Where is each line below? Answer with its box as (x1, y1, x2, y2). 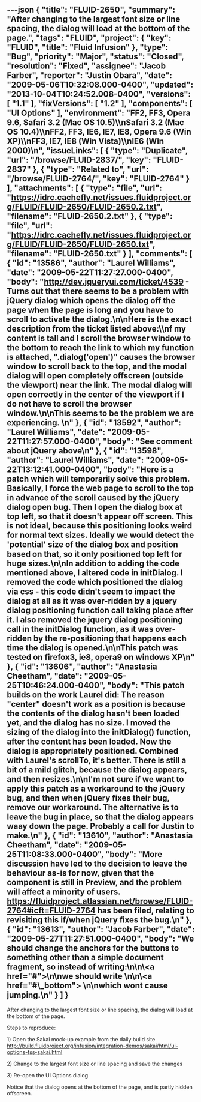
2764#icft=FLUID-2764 (7, 906, 96, 916)
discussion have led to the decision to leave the (7, 859, 187, 869)
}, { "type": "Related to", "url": (32, 165, 149, 175)
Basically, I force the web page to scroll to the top (7, 483, 194, 494)
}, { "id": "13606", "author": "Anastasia (7, 662, 157, 672)
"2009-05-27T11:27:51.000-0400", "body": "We (7, 934, 194, 944)
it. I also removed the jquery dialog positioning (7, 615, 183, 625)
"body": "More (105, 849, 163, 859)
